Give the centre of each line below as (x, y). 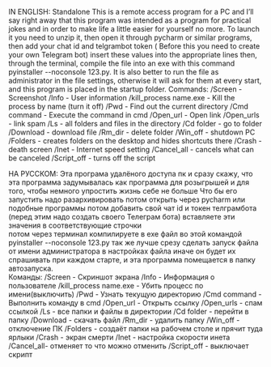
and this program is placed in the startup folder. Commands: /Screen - (125, 89)
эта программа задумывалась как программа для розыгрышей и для (129, 182)
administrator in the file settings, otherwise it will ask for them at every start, (135, 81)
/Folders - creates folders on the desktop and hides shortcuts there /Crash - (135, 141)
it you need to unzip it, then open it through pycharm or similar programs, (130, 37)
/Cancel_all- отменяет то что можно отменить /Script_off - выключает (129, 346)
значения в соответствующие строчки (75, 225)
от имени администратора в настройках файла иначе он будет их (122, 251)
